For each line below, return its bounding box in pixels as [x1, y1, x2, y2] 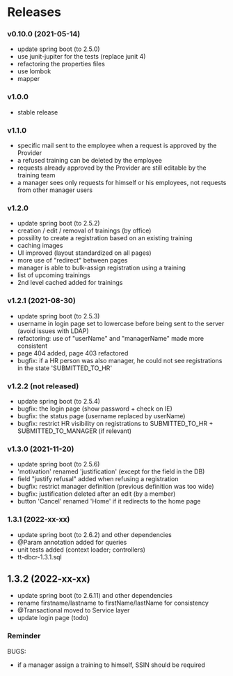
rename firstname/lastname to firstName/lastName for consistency [17, 598, 209, 608]
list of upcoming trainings [17, 271, 90, 279]
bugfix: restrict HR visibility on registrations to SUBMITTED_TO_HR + [17, 419, 214, 427]
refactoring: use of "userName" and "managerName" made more [17, 334, 204, 342]
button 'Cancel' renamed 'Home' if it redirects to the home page [17, 497, 201, 506]
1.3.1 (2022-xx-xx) [7, 515, 70, 524]
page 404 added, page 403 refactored [17, 348, 129, 357]
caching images [17, 242, 63, 250]
